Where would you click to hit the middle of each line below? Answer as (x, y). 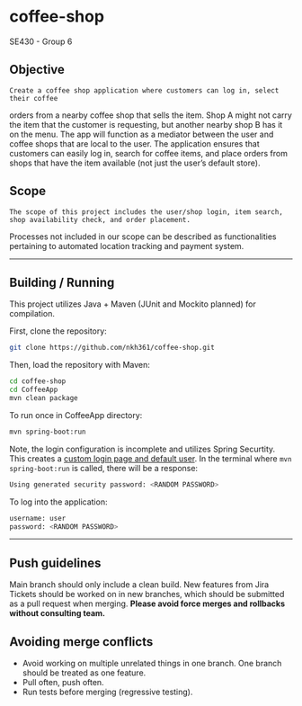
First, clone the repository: (58, 331)
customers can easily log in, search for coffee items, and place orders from (148, 153)
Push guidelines (55, 563)
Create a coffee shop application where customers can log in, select (144, 90)
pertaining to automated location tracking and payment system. (127, 246)
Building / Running (62, 282)
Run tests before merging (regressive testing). (107, 692)
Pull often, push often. (63, 682)
